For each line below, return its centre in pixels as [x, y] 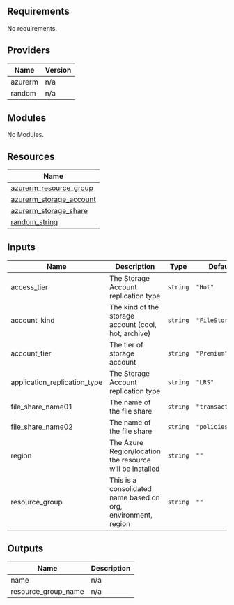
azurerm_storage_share [49, 211]
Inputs [22, 247]
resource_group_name [48, 591]
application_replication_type [57, 382]
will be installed [134, 469]
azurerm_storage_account [53, 200]
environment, [131, 515]
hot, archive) [130, 333]
